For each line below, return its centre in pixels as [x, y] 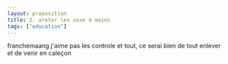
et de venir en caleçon [39, 53]
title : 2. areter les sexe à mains [59, 20]
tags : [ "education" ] [37, 26]
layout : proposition [37, 13]
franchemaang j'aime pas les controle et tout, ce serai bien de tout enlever [114, 46]
